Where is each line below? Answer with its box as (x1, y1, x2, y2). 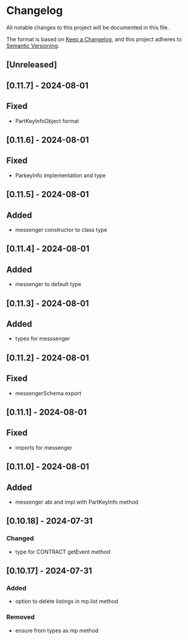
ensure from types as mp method (15, 627, 99, 634)
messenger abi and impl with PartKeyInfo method (15, 498, 138, 506)
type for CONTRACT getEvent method (15, 548, 111, 555)
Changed (6, 534, 35, 543)
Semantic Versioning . (6, 42, 59, 49)
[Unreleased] (6, 60, 58, 70)
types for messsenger (15, 335, 71, 343)
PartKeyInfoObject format (15, 117, 79, 125)
